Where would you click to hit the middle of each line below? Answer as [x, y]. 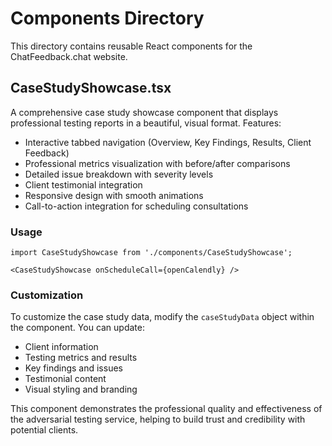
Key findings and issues [73, 368]
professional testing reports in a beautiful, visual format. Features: [146, 123]
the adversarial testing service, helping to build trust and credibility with [158, 419]
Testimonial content [65, 379]
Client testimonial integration [83, 184]
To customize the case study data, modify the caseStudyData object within [162, 317]
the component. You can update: [78, 328]
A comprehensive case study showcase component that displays [144, 112]
